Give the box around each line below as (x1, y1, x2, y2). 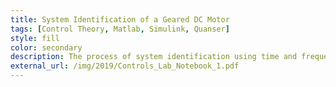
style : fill (10, 33, 60, 43)
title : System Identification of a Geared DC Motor (10, 14, 230, 25)
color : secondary (10, 42, 83, 53)
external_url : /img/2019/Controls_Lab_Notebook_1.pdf (10, 61, 240, 71)
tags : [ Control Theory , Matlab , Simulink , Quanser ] (10, 24, 230, 34)
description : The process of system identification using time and (10, 52, 298, 62)
